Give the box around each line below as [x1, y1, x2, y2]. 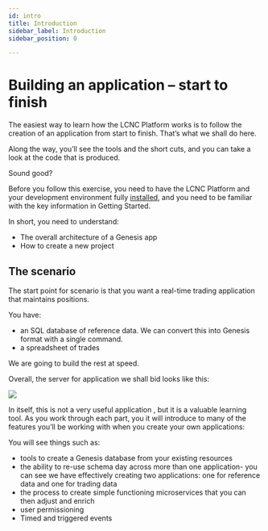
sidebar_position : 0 [8, 34, 78, 43]
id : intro [8, 11, 42, 20]
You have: [8, 310, 42, 320]
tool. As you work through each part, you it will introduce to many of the [8, 413, 247, 423]
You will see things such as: [8, 437, 101, 447]
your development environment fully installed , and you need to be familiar [8, 193, 253, 203]
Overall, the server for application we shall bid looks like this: [8, 374, 210, 383]
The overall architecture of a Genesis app [19, 232, 158, 242]
